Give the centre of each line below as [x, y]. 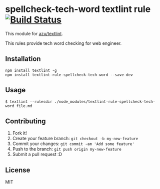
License [18, 170]
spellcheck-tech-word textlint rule [78, 9]
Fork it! [20, 133]
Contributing [25, 121]
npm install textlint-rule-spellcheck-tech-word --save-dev [69, 75]
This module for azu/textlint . [34, 33]
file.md [24, 106]
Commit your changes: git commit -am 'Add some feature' [73, 144]
